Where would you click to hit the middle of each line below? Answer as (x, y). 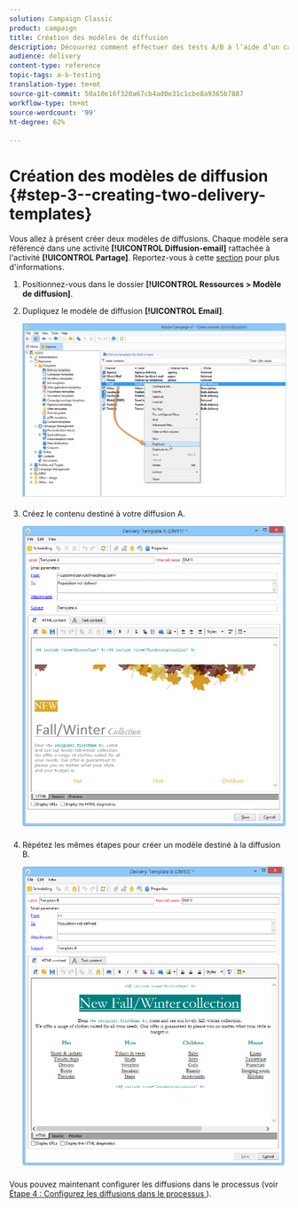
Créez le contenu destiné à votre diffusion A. (104, 513)
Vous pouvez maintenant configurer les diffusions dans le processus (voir (144, 1184)
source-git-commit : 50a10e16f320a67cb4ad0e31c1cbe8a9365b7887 (126, 93)
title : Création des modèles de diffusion (89, 37)
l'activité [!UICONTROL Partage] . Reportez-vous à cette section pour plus (145, 258)
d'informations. (37, 268)
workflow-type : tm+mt (49, 103)
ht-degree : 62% (37, 122)
